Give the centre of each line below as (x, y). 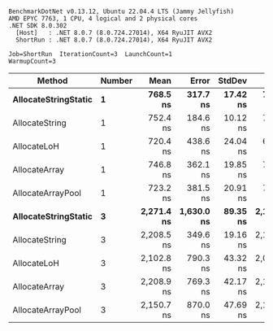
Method (52, 81)
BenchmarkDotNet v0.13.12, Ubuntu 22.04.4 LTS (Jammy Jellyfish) (121, 11)
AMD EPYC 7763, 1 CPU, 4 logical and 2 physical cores (103, 19)
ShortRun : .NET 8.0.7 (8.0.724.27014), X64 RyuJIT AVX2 (114, 40)
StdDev (233, 81)
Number (117, 81)
